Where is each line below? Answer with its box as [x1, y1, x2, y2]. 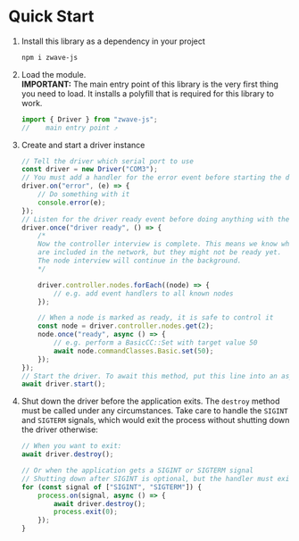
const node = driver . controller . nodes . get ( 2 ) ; [37, 321, 214, 331]
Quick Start [8, 6, 95, 27]
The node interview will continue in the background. [37, 256, 242, 265]
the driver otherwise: [21, 424, 99, 435]
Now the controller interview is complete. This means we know [37, 239, 278, 249]
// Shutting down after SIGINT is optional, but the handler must [21, 474, 274, 483]
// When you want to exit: [21, 442, 122, 451]
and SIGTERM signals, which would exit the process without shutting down [21, 415, 290, 426]
